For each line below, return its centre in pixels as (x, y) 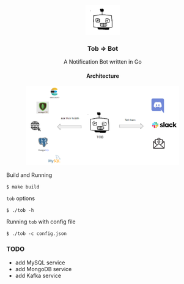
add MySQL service (40, 263)
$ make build (23, 187)
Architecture (103, 76)
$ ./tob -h (20, 211)
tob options (21, 198)
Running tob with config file (41, 222)
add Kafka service (38, 275)
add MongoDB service (43, 269)
